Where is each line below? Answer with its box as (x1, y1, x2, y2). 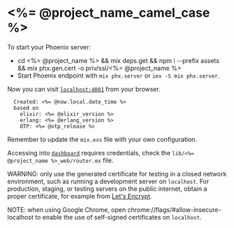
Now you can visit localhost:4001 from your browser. (7, 85, 161, 93)
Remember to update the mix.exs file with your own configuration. (7, 135, 198, 143)
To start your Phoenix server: (7, 43, 91, 51)
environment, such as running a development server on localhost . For (7, 177, 210, 185)
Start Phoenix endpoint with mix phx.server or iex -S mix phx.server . (17, 71, 220, 80)
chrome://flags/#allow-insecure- (127, 205, 221, 214)
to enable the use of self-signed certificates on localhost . (34, 213, 202, 221)
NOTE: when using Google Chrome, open (7, 205, 126, 214)
